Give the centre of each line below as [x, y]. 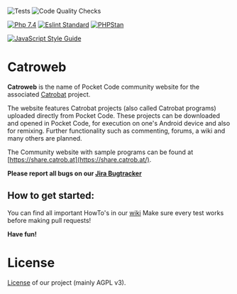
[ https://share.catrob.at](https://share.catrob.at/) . [79, 159]
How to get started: [51, 196]
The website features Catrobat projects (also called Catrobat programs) [112, 108]
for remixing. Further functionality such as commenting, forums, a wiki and [116, 131]
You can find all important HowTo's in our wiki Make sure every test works [116, 212]
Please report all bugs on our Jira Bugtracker [75, 173]
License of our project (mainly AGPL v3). [67, 282]
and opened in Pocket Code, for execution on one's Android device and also [119, 123]
